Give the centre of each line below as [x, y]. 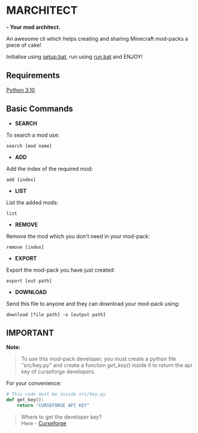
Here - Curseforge [44, 423]
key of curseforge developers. [58, 372]
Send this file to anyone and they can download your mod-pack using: [93, 303]
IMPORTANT [30, 333]
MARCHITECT [42, 10]
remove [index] [25, 247]
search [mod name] [29, 146]
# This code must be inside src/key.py [56, 394]
